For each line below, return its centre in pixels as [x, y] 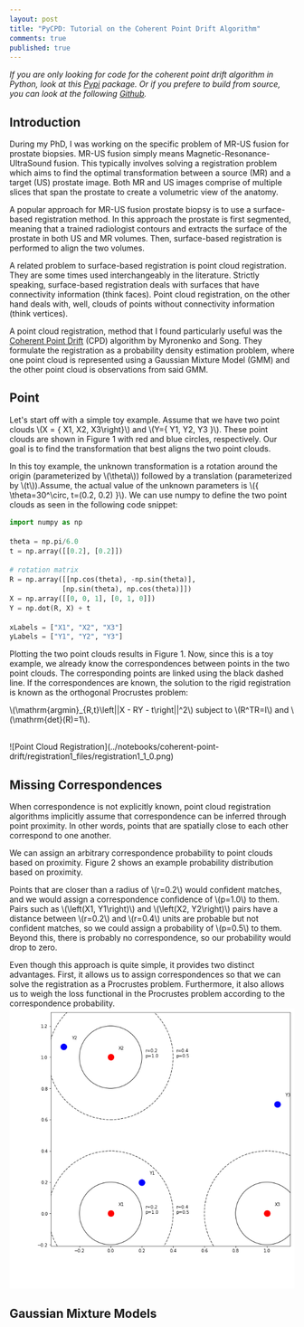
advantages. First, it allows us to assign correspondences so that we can [145, 975]
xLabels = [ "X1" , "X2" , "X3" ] [66, 627]
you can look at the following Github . [78, 94]
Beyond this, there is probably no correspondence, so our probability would [150, 938]
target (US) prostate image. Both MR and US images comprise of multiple [146, 183]
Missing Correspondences [86, 785]
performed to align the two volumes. [77, 248]
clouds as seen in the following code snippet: [94, 504]
